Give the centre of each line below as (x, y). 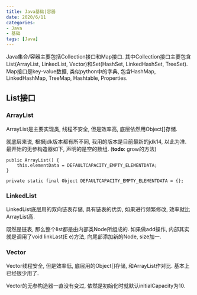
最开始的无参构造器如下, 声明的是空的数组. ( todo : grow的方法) (81, 149)
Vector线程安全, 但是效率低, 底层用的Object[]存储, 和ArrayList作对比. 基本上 (98, 266)
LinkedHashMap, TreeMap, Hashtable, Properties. (67, 78)
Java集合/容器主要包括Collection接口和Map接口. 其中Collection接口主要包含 (98, 56)
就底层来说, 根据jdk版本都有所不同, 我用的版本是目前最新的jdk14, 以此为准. (96, 141)
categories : (21, 22)
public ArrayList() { (33, 160)
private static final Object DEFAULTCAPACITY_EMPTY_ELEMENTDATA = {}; (95, 181)
